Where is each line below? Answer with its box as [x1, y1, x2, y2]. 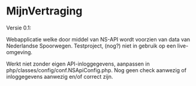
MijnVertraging [6, 4, 83, 18]
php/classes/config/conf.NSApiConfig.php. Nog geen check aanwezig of [6, 66, 187, 73]
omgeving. [6, 48, 33, 55]
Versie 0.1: [6, 24, 32, 31]
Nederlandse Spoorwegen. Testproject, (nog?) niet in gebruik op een [6, 42, 176, 49]
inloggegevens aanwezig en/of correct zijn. [6, 73, 113, 80]
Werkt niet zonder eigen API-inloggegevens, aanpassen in [6, 60, 150, 67]
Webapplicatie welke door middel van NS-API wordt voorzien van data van [6, 35, 191, 43]
